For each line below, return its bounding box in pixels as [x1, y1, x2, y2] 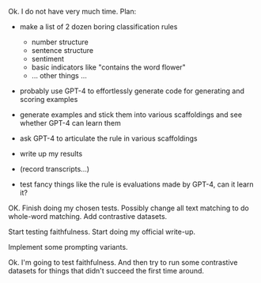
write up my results [19, 149, 83, 158]
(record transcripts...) [19, 164, 89, 173]
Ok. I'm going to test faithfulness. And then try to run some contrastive [8, 258, 238, 267]
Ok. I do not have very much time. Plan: [8, 7, 137, 16]
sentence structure [31, 46, 93, 55]
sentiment [31, 55, 65, 63]
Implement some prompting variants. [8, 243, 128, 251]
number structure [31, 37, 89, 47]
